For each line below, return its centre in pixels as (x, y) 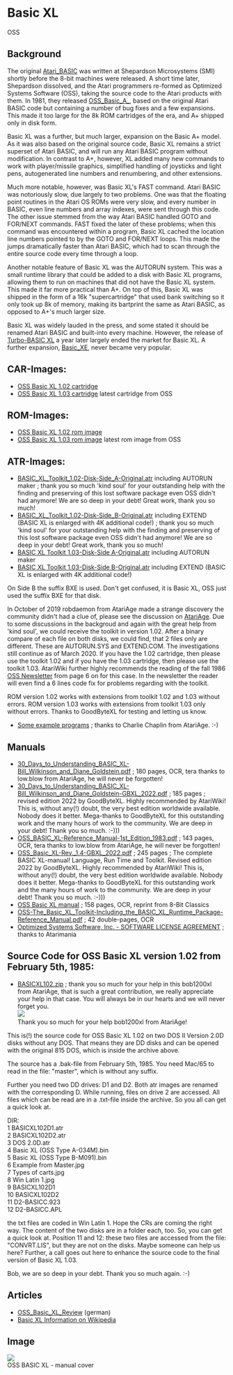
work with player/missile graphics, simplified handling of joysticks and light (114, 166)
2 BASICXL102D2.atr (37, 1135)
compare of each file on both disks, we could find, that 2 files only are (107, 639)
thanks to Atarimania (47, 934)
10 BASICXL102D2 (33, 1194)
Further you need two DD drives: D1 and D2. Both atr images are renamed (112, 1084)
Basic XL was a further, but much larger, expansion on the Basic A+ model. (114, 136)
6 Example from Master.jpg (46, 1165)
